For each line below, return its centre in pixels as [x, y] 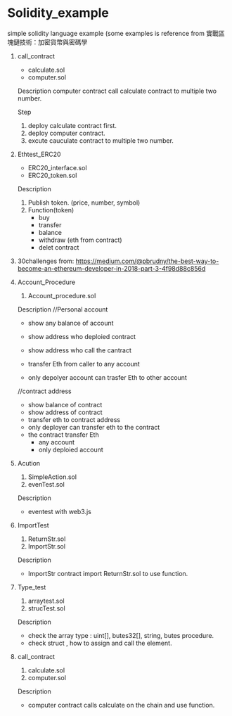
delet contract [59, 247]
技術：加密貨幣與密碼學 [53, 42]
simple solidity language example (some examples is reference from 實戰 [113, 33]
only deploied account [71, 449]
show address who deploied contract [82, 336]
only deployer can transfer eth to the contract [94, 427]
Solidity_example [58, 13]
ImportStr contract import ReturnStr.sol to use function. [108, 573]
